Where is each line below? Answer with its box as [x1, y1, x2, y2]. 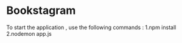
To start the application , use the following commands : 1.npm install [6, 24, 177, 31]
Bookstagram [6, 4, 76, 18]
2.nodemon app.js [6, 30, 52, 37]
